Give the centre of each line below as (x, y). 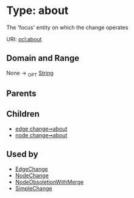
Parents (21, 93)
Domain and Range (43, 58)
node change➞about (41, 135)
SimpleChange (33, 188)
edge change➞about (41, 129)
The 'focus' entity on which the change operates (67, 27)
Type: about (37, 11)
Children (23, 114)
